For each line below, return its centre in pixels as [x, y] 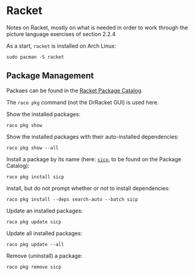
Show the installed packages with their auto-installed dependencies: [93, 136]
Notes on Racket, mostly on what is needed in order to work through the [97, 27]
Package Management [50, 76]
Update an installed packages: [45, 211]
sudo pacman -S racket [35, 57]
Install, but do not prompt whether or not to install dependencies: [88, 188]
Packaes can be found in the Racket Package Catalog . [75, 90]
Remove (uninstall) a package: [44, 256]
